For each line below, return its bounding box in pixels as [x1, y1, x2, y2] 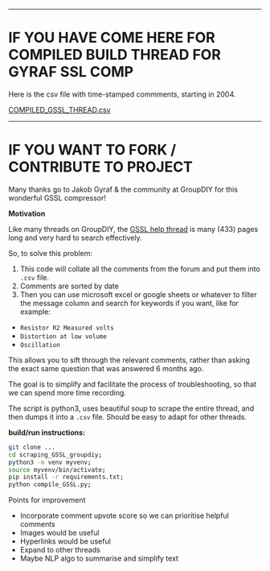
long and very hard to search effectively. [8, 233, 142, 242]
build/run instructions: [8, 428, 86, 437]
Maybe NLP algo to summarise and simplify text [19, 553, 179, 564]
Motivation [8, 209, 46, 218]
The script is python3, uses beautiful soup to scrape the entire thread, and [8, 403, 255, 413]
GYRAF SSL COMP [8, 63, 134, 81]
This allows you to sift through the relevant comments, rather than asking [8, 355, 251, 365]
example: [19, 307, 51, 317]
